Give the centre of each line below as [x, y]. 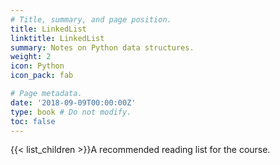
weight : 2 [31, 57]
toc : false [33, 121]
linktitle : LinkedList [57, 38]
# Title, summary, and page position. [91, 19]
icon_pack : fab [42, 76]
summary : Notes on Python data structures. [102, 47]
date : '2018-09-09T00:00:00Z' [73, 102]
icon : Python [37, 66]
